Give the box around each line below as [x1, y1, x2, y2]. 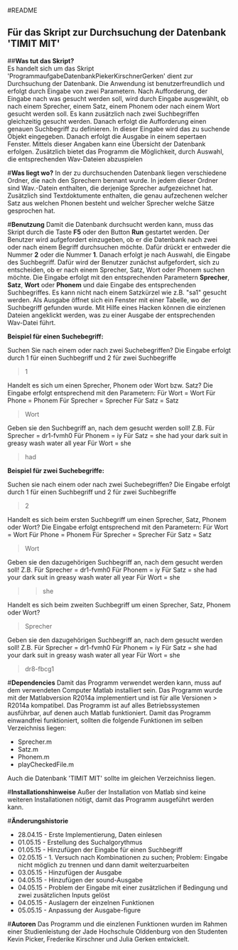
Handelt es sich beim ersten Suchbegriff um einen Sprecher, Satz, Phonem [7, 515, 227, 523]
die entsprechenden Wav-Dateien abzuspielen [7, 154, 144, 163]
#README [7, 6, 38, 14]
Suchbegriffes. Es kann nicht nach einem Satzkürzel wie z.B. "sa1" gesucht [7, 288, 227, 297]
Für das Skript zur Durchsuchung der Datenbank [7, 26, 227, 38]
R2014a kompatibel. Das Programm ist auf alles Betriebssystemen [7, 700, 200, 710]
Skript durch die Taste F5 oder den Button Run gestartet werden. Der [7, 228, 210, 236]
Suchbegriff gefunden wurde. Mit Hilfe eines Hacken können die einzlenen [7, 303, 226, 311]
